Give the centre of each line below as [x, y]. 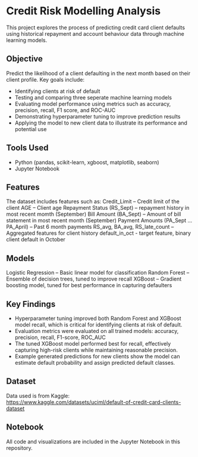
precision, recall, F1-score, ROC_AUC [60, 337]
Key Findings [31, 304]
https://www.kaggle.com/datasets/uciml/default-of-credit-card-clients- [94, 402]
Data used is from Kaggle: [38, 396]
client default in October [36, 240]
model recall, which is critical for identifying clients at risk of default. [98, 325]
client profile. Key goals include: [45, 79]
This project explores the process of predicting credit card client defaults [96, 27]
